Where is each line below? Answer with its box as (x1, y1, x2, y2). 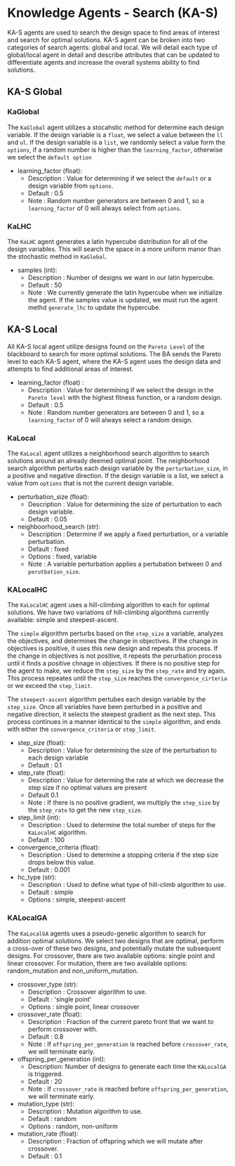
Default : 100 (27, 836, 65, 844)
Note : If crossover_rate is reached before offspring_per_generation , (27, 1084, 229, 1093)
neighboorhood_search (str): (17, 522, 100, 531)
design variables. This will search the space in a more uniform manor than (7, 245, 221, 253)
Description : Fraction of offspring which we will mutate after (27, 1136, 203, 1145)
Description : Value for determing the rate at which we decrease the (27, 776, 224, 784)
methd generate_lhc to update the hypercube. (27, 303, 161, 311)
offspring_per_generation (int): (17, 1054, 106, 1063)
